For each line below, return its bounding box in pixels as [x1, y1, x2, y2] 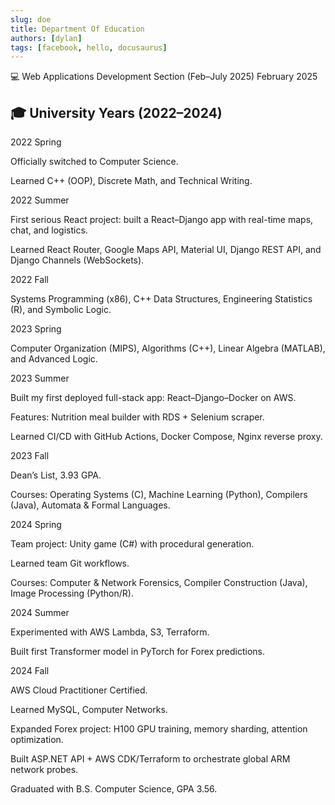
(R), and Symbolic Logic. [10, 304, 112, 316]
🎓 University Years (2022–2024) [10, 104, 223, 121]
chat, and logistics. [10, 224, 88, 236]
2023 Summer [10, 372, 70, 385]
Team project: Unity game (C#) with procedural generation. [10, 538, 255, 550]
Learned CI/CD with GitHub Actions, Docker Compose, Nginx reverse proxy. [10, 431, 323, 443]
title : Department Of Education [10, 24, 145, 34]
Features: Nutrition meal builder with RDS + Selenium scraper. [10, 411, 265, 423]
